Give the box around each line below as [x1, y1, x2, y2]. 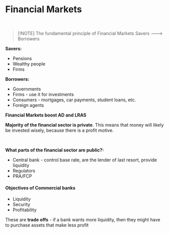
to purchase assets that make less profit [5, 222, 89, 228]
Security [12, 201, 30, 208]
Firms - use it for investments [12, 91, 74, 97]
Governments [12, 85, 41, 92]
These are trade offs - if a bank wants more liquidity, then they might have [5, 217, 160, 223]
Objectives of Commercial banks [5, 185, 76, 191]
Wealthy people [12, 61, 46, 67]
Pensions [12, 55, 32, 62]
